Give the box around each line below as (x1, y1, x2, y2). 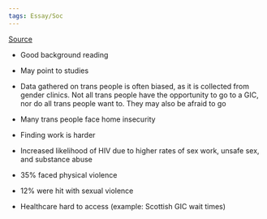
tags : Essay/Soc (8, 11, 63, 20)
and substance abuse (19, 154, 93, 164)
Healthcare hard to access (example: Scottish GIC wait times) (19, 201, 226, 211)
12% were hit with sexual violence (19, 186, 134, 195)
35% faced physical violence (19, 170, 118, 179)
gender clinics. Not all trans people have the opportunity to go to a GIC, (19, 90, 260, 100)
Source (8, 34, 32, 44)
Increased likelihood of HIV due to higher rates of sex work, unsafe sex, (19, 145, 260, 155)
